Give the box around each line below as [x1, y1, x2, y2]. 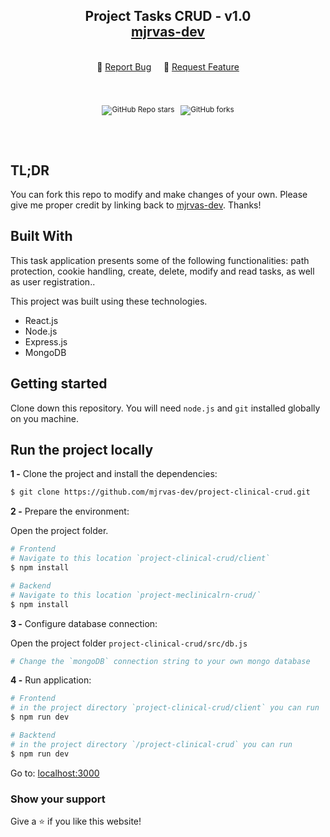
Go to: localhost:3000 [10, 767, 100, 779]
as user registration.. [10, 275, 96, 288]
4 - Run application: [10, 674, 92, 686]
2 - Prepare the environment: [10, 505, 130, 518]
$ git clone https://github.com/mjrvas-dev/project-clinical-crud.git [10, 487, 311, 498]
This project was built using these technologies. [10, 295, 208, 307]
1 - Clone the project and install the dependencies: [10, 468, 218, 480]
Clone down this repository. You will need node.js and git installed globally [10, 402, 321, 414]
